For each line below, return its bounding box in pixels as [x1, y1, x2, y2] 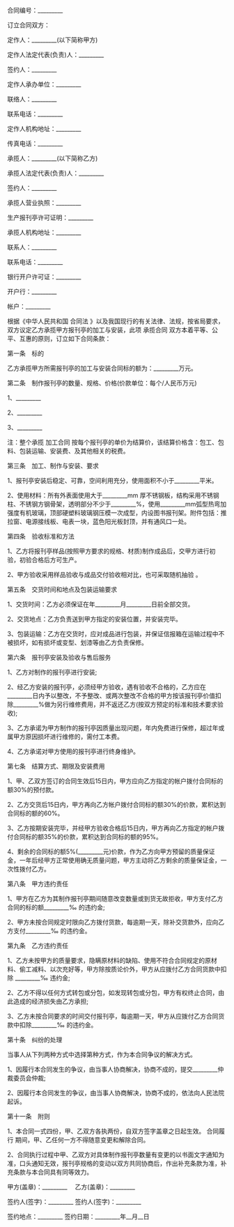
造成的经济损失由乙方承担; [13, 997, 89, 1005]
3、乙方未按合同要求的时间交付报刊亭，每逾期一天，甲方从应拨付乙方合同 [7, 1012, 219, 1020]
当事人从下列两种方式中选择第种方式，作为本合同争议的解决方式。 [7, 1051, 196, 1058]
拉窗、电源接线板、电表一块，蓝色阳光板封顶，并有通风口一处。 [7, 518, 190, 525]
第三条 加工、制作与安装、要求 [7, 462, 99, 470]
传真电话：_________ [7, 139, 63, 148]
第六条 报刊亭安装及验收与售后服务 [7, 654, 111, 661]
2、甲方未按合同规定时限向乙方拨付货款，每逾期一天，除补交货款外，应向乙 [7, 918, 225, 926]
